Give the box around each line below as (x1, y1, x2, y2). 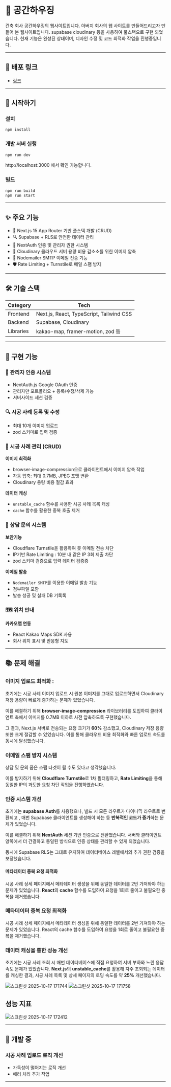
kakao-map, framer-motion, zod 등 (36, 328, 121, 335)
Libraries (8, 328, 29, 335)
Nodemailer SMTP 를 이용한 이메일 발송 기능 (12, 579, 98, 586)
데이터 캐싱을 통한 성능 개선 (5, 947, 68, 954)
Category (8, 302, 32, 309)
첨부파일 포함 (12, 586, 39, 592)
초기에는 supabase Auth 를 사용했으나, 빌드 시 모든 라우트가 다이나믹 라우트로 (5, 808, 160, 814)
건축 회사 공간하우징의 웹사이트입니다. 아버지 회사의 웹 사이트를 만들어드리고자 (5, 23, 160, 29)
